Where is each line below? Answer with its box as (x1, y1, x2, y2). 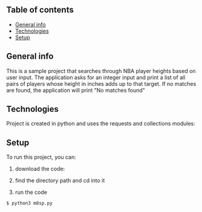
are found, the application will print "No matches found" (6, 86, 145, 94)
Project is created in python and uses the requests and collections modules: (6, 120, 195, 127)
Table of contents (6, 5, 74, 15)
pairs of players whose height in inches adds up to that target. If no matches (6, 80, 197, 87)
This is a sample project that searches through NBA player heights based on (6, 67, 196, 74)
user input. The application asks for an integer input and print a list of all (6, 74, 186, 81)
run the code (15, 188, 47, 196)
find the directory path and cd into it (15, 177, 105, 184)
